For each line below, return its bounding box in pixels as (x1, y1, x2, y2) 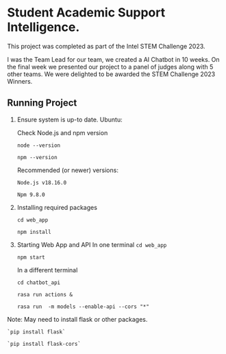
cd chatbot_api (16, 279, 61, 286)
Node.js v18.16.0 (16, 179, 67, 186)
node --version (16, 142, 61, 149)
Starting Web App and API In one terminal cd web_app (16, 240, 167, 248)
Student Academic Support (7, 5, 166, 21)
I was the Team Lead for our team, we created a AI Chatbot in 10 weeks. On (7, 55, 221, 63)
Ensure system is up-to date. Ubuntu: (16, 115, 123, 123)
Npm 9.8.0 (16, 191, 46, 198)
